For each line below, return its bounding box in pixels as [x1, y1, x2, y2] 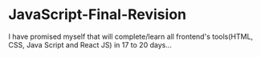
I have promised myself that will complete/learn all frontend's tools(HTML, [8, 32, 254, 41]
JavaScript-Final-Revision [8, 6, 187, 24]
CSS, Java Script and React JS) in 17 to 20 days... [8, 40, 173, 49]
